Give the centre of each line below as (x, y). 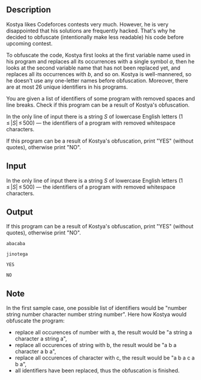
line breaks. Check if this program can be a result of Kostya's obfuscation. (98, 105)
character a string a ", (41, 339)
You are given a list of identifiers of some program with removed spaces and (100, 98)
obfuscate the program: (35, 321)
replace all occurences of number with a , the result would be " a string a (103, 333)
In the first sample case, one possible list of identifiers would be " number (97, 308)
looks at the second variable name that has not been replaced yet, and (93, 68)
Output (19, 212)
